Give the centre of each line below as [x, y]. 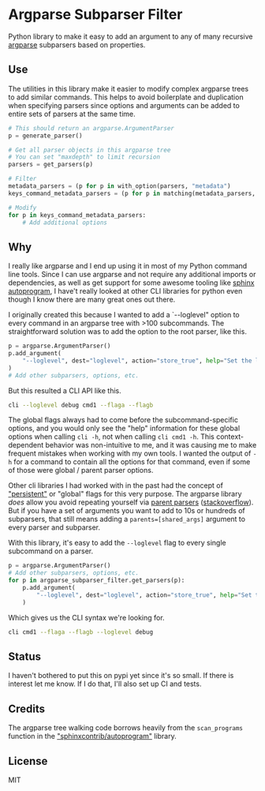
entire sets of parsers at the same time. [72, 114]
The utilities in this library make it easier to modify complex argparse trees [129, 88]
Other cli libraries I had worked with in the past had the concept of [116, 485]
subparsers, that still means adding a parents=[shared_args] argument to [127, 519]
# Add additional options [65, 223]
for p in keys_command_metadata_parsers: [77, 215]
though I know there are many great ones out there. [92, 300]
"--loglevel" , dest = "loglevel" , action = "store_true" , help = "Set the [137, 361]
